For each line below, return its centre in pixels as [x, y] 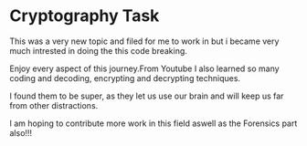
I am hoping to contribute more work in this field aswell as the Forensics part [153, 123]
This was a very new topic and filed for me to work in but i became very [144, 41]
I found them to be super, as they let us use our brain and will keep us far [147, 96]
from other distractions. [54, 105]
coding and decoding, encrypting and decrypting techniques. [125, 78]
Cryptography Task [85, 16]
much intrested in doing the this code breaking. [98, 50]
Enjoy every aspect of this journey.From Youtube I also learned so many [145, 68]
